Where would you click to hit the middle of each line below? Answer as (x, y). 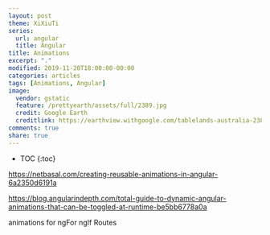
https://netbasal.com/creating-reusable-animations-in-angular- (113, 174)
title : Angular (41, 46)
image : (19, 91)
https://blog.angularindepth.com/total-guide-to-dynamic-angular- (117, 198)
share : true (28, 135)
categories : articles (45, 76)
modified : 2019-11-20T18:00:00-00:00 (72, 68)
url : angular (37, 38)
